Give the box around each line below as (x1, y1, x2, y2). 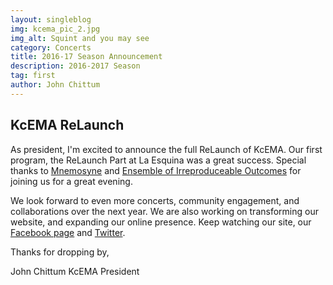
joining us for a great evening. (10, 175, 133, 187)
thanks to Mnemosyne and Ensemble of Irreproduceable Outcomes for (10, 164, 302, 176)
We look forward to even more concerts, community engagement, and (10, 194, 300, 206)
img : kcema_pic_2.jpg (10, 24, 101, 34)
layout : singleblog (10, 14, 92, 25)
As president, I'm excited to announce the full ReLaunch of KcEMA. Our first (10, 143, 323, 155)
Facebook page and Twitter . (10, 226, 126, 238)
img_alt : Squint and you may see (10, 33, 150, 43)
